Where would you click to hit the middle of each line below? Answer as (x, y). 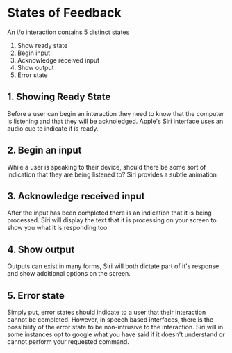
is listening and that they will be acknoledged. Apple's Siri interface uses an (115, 121)
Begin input (34, 53)
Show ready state (42, 45)
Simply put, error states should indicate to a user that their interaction (107, 312)
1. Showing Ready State (59, 97)
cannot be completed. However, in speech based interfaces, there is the (110, 320)
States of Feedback (64, 13)
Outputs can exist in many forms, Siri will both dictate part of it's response (113, 266)
